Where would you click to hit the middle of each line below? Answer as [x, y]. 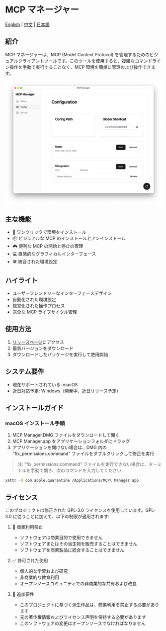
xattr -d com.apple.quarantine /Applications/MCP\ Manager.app [72, 481]
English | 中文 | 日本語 [27, 24]
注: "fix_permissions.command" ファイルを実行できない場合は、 [83, 464]
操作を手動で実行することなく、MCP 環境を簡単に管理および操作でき [80, 67]
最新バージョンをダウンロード [43, 348]
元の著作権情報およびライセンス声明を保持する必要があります [83, 617]
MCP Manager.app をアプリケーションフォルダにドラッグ [71, 441]
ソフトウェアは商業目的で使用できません [61, 538]
